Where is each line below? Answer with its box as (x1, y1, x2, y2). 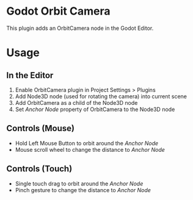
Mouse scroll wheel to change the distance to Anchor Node (15, 146, 165, 153)
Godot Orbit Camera (6, 4, 111, 18)
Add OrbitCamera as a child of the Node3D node (15, 99, 138, 106)
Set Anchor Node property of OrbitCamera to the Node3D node (15, 105, 175, 113)
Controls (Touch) (6, 163, 73, 174)
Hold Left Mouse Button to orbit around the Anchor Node (15, 139, 159, 147)
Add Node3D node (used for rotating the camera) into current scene (15, 93, 188, 100)
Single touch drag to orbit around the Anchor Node (15, 180, 144, 187)
